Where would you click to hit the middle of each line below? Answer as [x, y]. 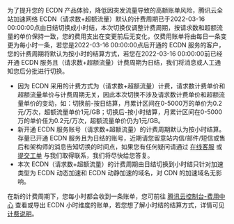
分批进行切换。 [47, 71]
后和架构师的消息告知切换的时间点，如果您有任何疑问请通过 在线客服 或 [120, 147]
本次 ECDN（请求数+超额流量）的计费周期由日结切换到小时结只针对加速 [120, 164]
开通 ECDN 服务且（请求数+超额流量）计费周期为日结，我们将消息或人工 [111, 62]
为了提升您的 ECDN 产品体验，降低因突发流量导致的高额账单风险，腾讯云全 [115, 10]
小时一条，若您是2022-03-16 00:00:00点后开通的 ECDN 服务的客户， [125, 45]
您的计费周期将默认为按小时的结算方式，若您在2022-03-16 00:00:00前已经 [115, 54]
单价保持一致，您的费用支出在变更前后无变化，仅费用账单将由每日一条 [120, 36]
